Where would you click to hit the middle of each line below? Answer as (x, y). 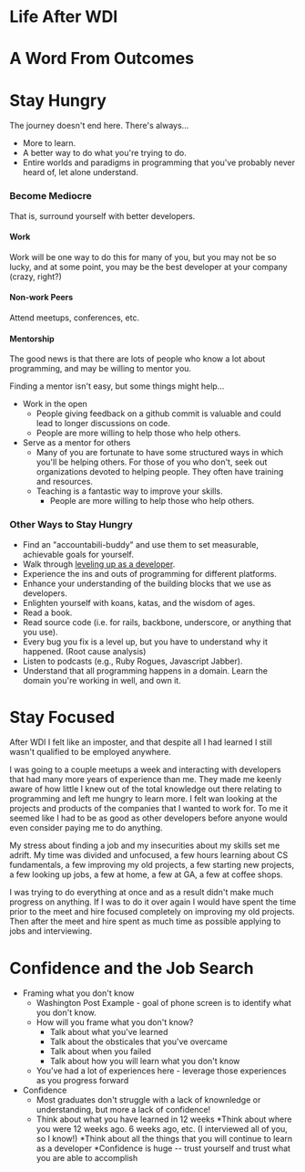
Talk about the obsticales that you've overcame (138, 1041)
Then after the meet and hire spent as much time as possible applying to (145, 921)
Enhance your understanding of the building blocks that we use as (147, 583)
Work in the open (55, 404)
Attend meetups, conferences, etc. (74, 318)
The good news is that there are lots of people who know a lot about (137, 359)
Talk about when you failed (101, 1052)
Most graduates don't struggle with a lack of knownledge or (148, 1100)
